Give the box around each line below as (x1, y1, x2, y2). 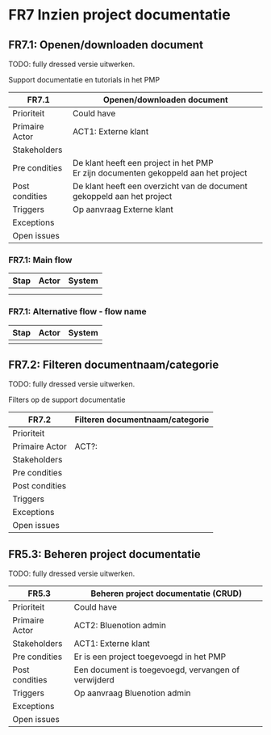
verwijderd (73, 674, 115, 686)
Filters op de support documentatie (8, 395, 126, 405)
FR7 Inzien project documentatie (8, 6, 231, 24)
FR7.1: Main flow (8, 254, 73, 265)
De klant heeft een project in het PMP (72, 158, 214, 168)
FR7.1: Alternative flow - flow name (8, 306, 147, 317)
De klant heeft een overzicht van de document (72, 180, 248, 192)
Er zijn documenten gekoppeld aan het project (72, 167, 248, 179)
